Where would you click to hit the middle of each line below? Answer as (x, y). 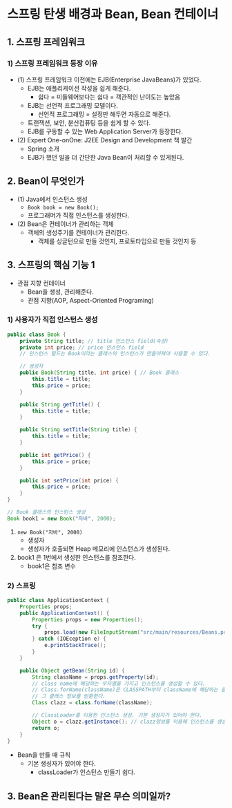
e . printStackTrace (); (75, 646)
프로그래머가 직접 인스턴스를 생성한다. (78, 215)
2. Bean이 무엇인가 (46, 181)
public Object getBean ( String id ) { (72, 670)
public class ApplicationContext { (58, 601)
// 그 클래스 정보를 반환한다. (69, 696)
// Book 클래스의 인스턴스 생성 (46, 512)
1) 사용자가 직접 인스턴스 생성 (52, 320)
